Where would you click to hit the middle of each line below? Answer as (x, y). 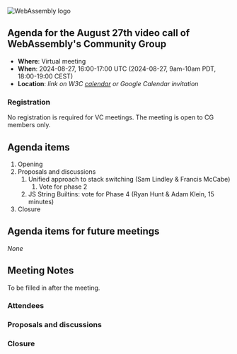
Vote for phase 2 (63, 187)
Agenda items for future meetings (83, 231)
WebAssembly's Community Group (87, 44)
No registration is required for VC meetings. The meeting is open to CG (111, 117)
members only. (29, 125)
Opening (30, 164)
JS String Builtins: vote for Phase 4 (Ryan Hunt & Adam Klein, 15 (121, 194)
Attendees (26, 306)
